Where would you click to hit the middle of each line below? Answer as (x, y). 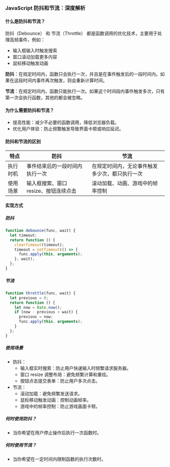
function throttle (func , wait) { (40, 293)
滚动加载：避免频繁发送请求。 (51, 393)
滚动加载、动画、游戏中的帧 (125, 183)
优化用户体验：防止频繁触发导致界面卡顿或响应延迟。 (68, 129)
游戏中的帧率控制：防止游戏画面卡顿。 (60, 406)
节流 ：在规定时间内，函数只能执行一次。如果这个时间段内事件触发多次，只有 (85, 91)
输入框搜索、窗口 (47, 183)
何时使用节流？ (21, 445)
